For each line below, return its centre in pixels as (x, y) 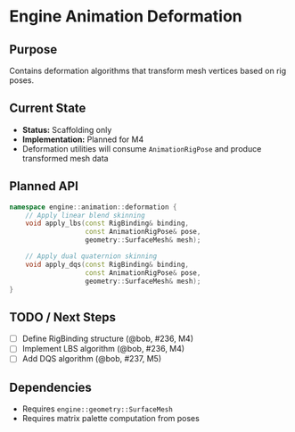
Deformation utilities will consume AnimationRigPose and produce (142, 148)
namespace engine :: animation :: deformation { (93, 207)
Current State (48, 108)
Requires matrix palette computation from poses (111, 419)
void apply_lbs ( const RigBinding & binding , (107, 224)
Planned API (44, 186)
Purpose (33, 50)
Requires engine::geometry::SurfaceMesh (98, 409)
